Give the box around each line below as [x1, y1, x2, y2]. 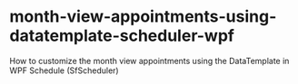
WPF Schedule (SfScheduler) [9, 65, 120, 76]
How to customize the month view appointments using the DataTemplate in [9, 55, 290, 66]
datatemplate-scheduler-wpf [9, 25, 234, 46]
